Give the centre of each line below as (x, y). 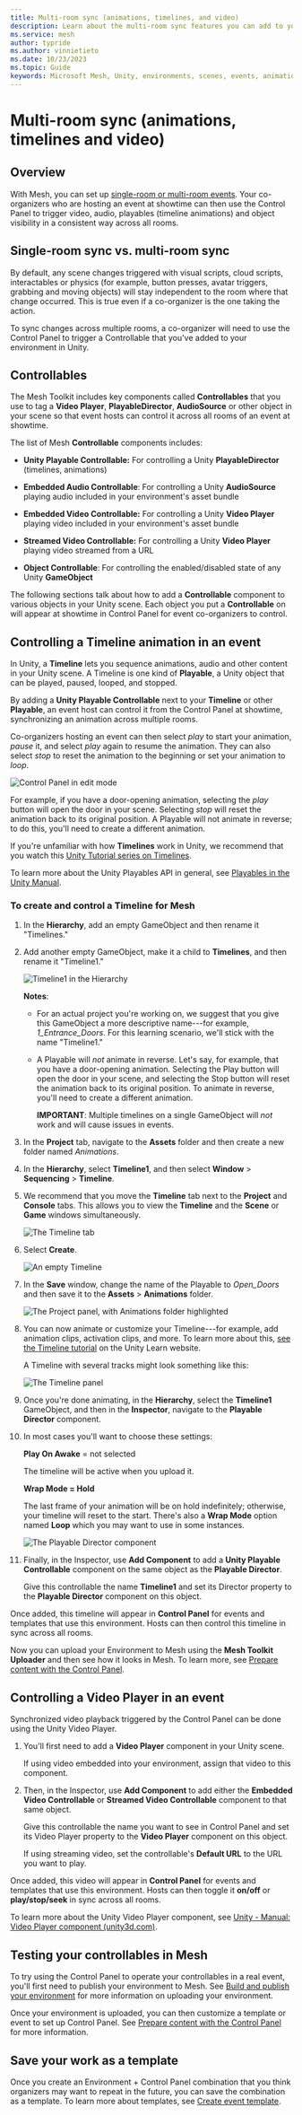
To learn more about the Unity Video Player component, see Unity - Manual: (150, 1918)
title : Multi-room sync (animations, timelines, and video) (125, 17)
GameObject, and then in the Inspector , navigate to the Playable (142, 1410)
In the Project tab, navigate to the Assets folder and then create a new (154, 1142)
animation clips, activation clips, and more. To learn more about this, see (157, 1339)
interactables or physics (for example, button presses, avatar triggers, (139, 282)
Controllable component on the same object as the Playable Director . (152, 1569)
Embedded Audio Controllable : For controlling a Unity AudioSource (149, 487)
